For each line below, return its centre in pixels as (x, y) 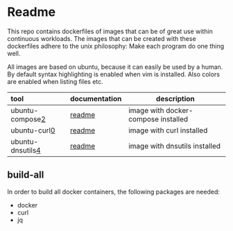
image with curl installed (168, 130)
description (175, 99)
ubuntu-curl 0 (33, 130)
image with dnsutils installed (174, 146)
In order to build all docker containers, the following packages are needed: (113, 191)
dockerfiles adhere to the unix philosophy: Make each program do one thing (116, 46)
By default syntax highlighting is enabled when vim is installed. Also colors (114, 74)
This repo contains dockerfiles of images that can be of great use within (110, 31)
